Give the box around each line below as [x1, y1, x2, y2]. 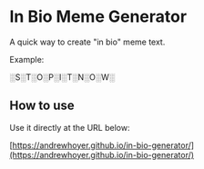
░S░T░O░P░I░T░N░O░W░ [9, 71, 116, 83]
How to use [9, 98, 75, 114]
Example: [9, 54, 45, 65]
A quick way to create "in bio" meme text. [9, 36, 166, 47]
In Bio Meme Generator [9, 6, 188, 27]
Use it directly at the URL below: [9, 122, 130, 133]
